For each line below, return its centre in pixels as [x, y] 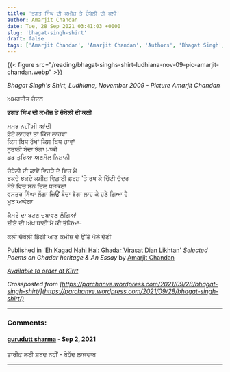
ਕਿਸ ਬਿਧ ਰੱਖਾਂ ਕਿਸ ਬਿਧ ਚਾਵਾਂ [41, 141]
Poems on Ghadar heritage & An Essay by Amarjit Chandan [91, 257]
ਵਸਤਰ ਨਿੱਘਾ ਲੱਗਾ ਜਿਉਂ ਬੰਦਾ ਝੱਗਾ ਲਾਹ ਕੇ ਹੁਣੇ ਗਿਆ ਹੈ [67, 194]
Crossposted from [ [35, 284]
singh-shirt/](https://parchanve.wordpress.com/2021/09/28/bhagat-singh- [113, 291]
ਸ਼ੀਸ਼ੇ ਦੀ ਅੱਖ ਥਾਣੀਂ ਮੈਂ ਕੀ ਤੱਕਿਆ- [44, 223]
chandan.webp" [29, 72]
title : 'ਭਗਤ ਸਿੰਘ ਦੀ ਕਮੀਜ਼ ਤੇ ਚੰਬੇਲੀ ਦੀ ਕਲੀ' [63, 13]
